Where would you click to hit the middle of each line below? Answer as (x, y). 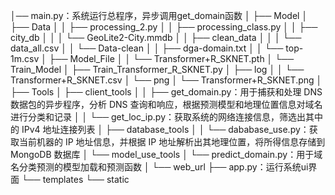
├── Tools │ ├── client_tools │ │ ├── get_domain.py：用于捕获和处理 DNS (166, 92)
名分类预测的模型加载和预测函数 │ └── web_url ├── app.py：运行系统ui (159, 167)
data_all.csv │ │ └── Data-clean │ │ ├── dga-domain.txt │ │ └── (147, 48)
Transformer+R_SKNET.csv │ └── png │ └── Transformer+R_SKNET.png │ (166, 80)
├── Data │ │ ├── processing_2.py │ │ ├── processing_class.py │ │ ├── (164, 27)
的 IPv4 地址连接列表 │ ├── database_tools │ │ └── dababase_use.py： (160, 129)
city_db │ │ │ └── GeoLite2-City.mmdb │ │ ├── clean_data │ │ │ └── (156, 37)
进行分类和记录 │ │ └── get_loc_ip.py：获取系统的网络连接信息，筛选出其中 (166, 117)
